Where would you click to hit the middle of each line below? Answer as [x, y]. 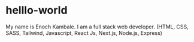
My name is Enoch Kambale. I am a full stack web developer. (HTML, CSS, [97, 27]
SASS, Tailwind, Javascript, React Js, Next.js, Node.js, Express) [84, 33]
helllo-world [37, 10]
